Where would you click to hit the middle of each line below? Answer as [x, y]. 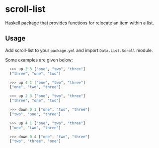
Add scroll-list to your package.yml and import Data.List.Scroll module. [79, 50]
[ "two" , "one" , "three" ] [35, 114]
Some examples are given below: [39, 60]
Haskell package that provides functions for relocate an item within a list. [79, 23]
